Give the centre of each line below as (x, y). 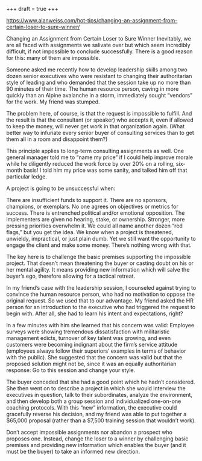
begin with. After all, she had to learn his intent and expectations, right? (95, 313)
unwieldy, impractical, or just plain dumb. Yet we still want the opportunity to (101, 239)
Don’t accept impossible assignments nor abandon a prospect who (90, 432)
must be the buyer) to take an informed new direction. (73, 451)
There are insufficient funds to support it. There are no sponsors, (87, 200)
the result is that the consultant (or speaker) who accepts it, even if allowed (100, 120)
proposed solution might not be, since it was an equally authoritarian (91, 364)
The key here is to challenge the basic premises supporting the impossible (99, 257)
